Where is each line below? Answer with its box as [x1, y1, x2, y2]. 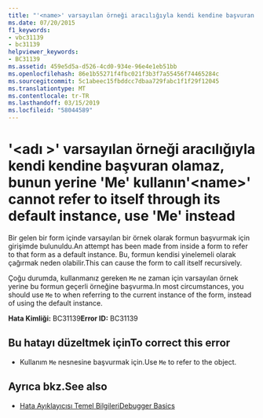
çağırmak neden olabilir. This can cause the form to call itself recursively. [8, 258, 243, 267]
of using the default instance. [8, 298, 104, 307]
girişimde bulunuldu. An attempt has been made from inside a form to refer [8, 241, 249, 251]
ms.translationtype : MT [8, 84, 86, 93]
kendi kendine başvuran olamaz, [8, 157, 225, 175]
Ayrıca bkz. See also [8, 380, 108, 394]
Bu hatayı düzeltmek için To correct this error [8, 336, 231, 350]
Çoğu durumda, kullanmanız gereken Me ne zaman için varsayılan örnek [8, 273, 239, 283]
